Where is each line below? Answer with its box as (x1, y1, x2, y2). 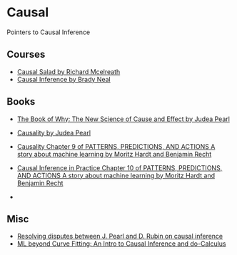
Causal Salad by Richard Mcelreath (16, 67, 121, 76)
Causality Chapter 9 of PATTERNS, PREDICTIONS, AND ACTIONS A (16, 142, 216, 150)
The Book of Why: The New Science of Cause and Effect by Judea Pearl (16, 115, 230, 123)
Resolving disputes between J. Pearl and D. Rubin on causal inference (16, 232, 223, 241)
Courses (6, 48, 46, 61)
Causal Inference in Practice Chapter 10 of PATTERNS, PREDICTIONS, (16, 163, 223, 172)
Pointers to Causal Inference (6, 28, 91, 36)
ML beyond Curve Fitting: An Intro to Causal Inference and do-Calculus (16, 239, 226, 248)
